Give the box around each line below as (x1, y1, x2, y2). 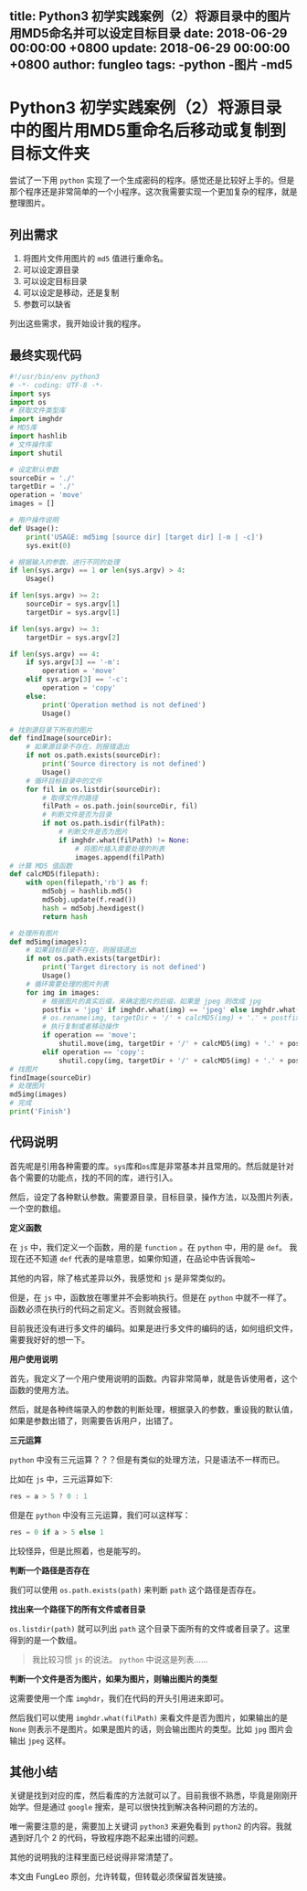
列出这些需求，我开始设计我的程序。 (9, 318, 146, 329)
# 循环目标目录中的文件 (26, 776, 102, 786)
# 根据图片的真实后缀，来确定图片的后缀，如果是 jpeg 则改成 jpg (42, 997, 262, 1006)
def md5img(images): (9, 937, 89, 946)
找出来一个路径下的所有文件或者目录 (9, 1603, 146, 1614)
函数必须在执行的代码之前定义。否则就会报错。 (9, 1303, 185, 1314)
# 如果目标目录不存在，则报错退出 (26, 945, 137, 955)
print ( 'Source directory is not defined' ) (42, 759, 206, 769)
